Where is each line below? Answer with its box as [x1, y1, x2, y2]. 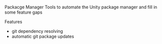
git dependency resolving [11, 28, 63, 34]
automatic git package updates [11, 34, 74, 39]
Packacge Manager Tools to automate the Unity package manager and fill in [4, 4, 157, 10]
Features [4, 19, 22, 24]
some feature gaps [4, 9, 42, 15]
